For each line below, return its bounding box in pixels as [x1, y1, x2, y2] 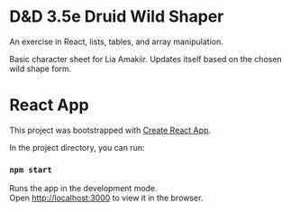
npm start [9, 164, 52, 175]
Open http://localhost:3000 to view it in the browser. [9, 192, 204, 204]
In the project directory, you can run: [9, 142, 145, 152]
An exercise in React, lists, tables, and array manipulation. [9, 36, 223, 47]
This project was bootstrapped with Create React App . [9, 124, 212, 135]
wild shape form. [9, 63, 72, 74]
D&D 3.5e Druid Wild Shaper [9, 6, 224, 27]
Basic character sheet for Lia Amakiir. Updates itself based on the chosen [9, 53, 282, 64]
